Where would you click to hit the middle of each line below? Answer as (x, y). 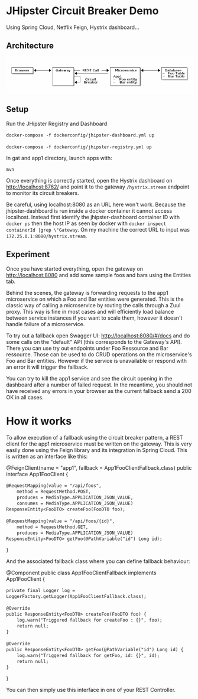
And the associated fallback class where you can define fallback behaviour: (98, 561)
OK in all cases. (25, 397)
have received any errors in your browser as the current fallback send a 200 (99, 391)
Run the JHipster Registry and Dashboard (57, 123)
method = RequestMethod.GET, (53, 527)
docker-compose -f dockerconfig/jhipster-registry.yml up (79, 147)
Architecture (30, 46)
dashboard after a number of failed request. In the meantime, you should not (99, 385)
